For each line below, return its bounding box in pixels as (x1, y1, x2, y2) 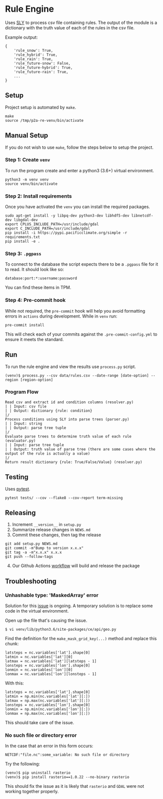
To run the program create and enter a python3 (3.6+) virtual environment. (5, 167, 154, 173)
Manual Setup (5, 131, 49, 140)
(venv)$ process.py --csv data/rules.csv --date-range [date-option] (5, 373, 149, 378)
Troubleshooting (5, 577, 57, 585)
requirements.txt (5, 235, 40, 240)
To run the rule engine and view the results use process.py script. (5, 364, 136, 369)
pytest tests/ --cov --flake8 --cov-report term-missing (5, 495, 123, 500)
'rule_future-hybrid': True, (14, 65, 73, 70)
